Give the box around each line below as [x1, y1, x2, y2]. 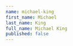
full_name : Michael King [5, 25, 68, 32]
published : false [5, 31, 49, 37]
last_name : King [5, 20, 46, 26]
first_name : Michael [5, 14, 57, 20]
